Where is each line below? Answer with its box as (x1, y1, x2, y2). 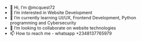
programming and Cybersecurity (9, 20, 76, 26)
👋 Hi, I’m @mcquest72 (9, 5, 55, 10)
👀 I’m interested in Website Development (9, 10, 93, 15)
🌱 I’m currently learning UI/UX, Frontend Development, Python (9, 15, 137, 20)
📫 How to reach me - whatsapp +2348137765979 (9, 30, 112, 36)
